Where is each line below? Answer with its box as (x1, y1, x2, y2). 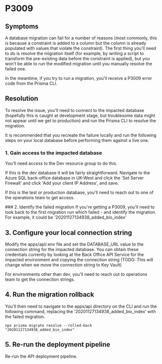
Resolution (5, 95, 38, 103)
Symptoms (5, 22, 39, 31)
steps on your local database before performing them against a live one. (5, 137, 149, 143)
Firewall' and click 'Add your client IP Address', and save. (5, 180, 119, 186)
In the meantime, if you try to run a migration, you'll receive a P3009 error (5, 76, 152, 81)
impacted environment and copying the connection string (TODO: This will (5, 256, 154, 262)
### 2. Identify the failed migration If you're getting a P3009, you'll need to (5, 204, 155, 210)
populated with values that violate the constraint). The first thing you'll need (5, 46, 156, 51)
